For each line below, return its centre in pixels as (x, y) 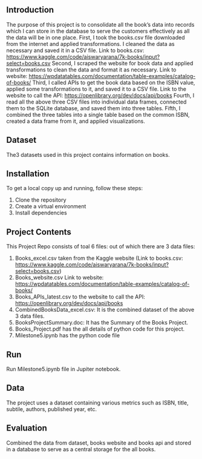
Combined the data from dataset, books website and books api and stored (99, 443)
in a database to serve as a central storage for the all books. (81, 449)
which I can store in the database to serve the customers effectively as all (98, 31)
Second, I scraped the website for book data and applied (122, 63)
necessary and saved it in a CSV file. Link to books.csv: (75, 50)
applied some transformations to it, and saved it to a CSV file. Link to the (96, 89)
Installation (28, 174)
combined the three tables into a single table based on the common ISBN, (98, 114)
